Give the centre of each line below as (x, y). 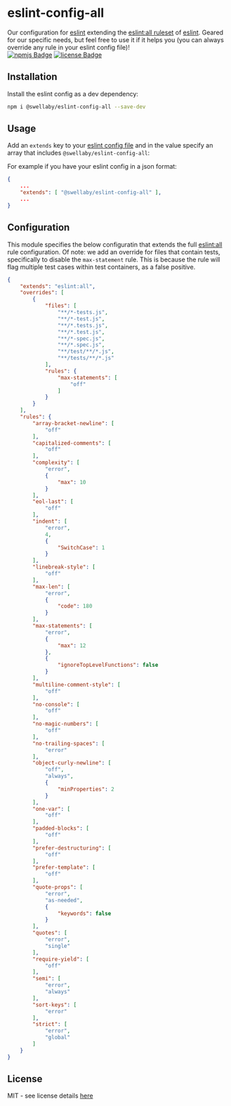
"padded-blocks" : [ (61, 828)
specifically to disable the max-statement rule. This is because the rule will (114, 259)
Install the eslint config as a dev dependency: (73, 93)
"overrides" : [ (42, 293)
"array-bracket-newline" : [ (73, 423)
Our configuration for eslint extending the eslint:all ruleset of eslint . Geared (115, 32)
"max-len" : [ (52, 587)
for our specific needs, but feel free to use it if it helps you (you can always (116, 39)
